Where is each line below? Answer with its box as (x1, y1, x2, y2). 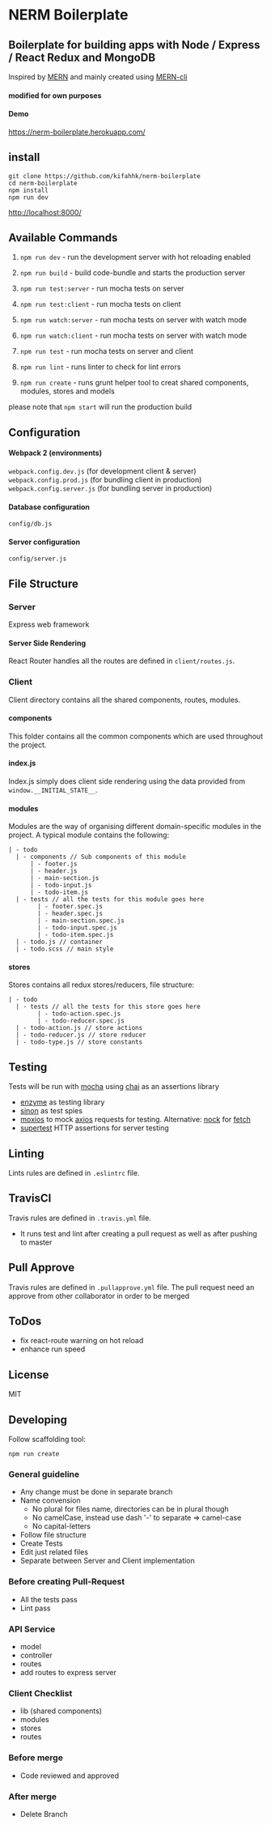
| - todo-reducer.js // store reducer (15, 1031, 147, 1040)
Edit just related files (19, 1547, 89, 1557)
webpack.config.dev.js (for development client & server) (8, 466, 197, 476)
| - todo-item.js (29, 888, 89, 896)
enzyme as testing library (19, 1097, 105, 1107)
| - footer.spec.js (37, 903, 104, 911)
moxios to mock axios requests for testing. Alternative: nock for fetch (19, 1115, 251, 1125)
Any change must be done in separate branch (19, 1487, 173, 1497)
